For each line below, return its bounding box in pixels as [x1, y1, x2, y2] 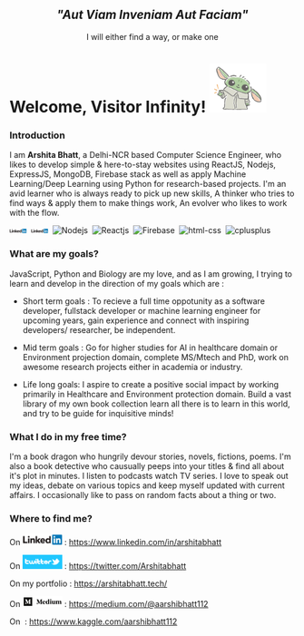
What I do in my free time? [9, 430, 127, 443]
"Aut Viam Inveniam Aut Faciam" [56, 7, 249, 23]
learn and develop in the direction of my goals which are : [9, 278, 225, 289]
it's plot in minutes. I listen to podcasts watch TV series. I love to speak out [9, 470, 289, 481]
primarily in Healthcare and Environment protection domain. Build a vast [22, 388, 292, 399]
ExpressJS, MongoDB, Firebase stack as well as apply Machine [9, 169, 247, 180]
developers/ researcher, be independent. [22, 324, 176, 335]
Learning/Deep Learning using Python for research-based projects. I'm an [9, 179, 287, 190]
